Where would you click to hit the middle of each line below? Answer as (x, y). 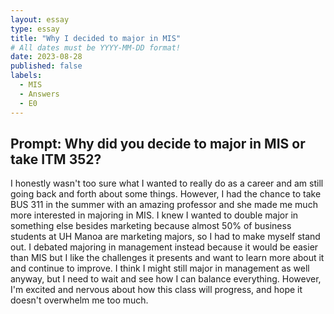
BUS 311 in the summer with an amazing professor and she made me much (164, 205)
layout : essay (40, 19)
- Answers (39, 94)
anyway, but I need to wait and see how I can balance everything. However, (166, 279)
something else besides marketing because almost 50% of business (151, 226)
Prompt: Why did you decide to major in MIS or (158, 143)
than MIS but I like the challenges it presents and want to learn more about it (167, 258)
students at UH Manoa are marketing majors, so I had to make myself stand (165, 237)
